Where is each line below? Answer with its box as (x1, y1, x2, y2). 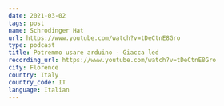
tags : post (8, 19, 45, 27)
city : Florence (8, 64, 59, 72)
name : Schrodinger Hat (8, 26, 84, 34)
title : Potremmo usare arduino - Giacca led (8, 49, 159, 57)
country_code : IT (8, 78, 66, 86)
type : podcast (8, 41, 56, 49)
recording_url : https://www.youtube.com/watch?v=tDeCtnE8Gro (8, 57, 217, 65)
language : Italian (8, 85, 70, 94)
